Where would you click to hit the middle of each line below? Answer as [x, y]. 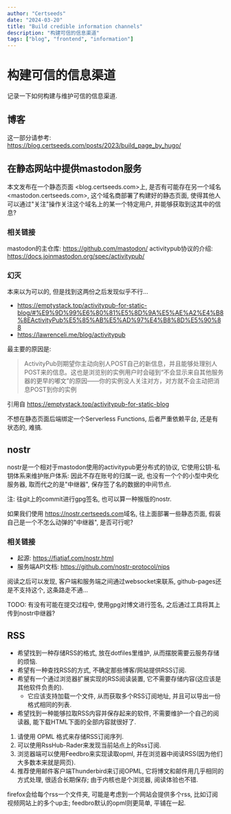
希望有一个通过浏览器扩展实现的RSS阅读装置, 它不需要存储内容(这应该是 [119, 679]
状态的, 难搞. [25, 428]
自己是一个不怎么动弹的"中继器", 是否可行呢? [70, 522]
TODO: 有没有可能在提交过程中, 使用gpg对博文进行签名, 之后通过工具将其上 [114, 605]
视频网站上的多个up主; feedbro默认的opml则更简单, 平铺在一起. [97, 803]
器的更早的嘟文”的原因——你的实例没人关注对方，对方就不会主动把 [119, 381]
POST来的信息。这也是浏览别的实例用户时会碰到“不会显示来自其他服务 [124, 373]
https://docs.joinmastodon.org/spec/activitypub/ [76, 256]
